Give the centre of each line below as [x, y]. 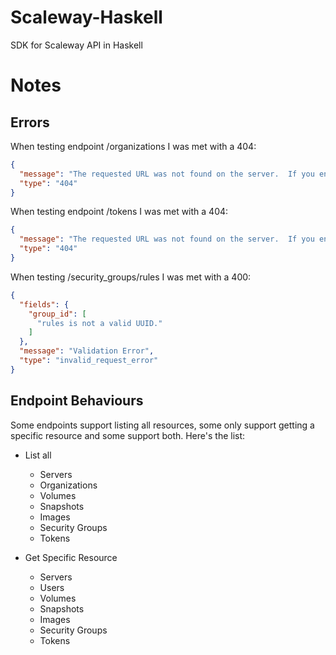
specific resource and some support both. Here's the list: [128, 435]
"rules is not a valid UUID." [99, 323]
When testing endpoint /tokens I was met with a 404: [119, 212]
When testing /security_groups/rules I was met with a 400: [131, 277]
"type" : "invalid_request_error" [89, 361]
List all [38, 455]
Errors [30, 122]
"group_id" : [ [57, 314]
